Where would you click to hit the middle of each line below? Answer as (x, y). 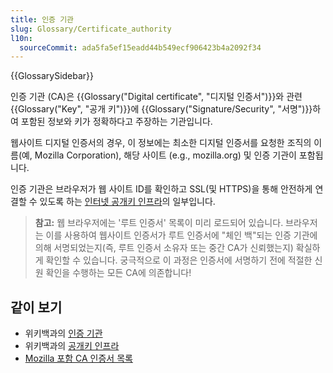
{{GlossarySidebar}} (52, 76)
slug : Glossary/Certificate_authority (91, 29)
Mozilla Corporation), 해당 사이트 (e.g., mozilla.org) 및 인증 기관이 (165, 155)
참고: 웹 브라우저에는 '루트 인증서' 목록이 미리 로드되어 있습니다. (159, 223)
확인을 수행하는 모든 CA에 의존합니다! (118, 273)
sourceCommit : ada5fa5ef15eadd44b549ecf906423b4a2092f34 (140, 47)
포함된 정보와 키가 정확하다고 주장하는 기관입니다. (116, 122)
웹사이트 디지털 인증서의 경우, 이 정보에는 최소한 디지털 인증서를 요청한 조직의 (161, 143)
